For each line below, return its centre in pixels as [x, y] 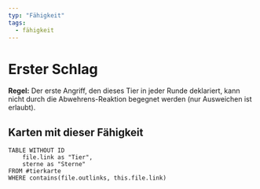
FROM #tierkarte [35, 171]
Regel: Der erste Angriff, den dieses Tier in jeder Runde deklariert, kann [124, 91]
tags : [17, 23]
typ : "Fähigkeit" [37, 15]
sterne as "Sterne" [54, 165]
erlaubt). [22, 108]
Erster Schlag [53, 69]
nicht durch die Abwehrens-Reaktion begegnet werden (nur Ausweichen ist [130, 99]
